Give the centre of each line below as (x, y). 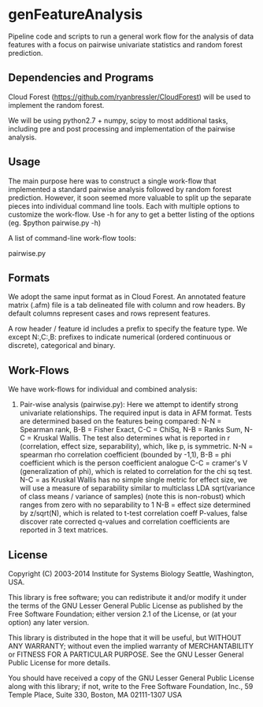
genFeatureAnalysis (76, 15)
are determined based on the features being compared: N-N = (120, 421)
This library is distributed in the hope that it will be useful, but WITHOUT (125, 638)
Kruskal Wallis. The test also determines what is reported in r (132, 438)
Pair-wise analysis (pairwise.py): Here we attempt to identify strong (129, 405)
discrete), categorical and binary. (62, 346)
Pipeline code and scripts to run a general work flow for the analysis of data (131, 36)
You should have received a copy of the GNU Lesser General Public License (131, 678)
